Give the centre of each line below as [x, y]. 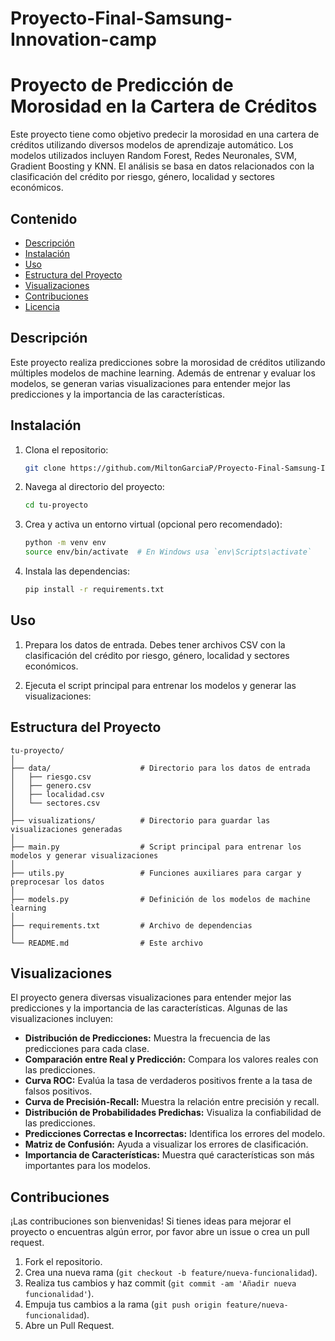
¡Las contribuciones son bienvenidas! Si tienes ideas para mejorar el [151, 1221]
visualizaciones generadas [66, 829]
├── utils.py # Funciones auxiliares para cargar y [156, 873]
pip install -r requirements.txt [94, 590]
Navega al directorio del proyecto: [94, 487]
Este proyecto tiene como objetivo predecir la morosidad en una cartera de [165, 134]
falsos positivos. [58, 1091]
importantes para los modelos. [87, 1166]
